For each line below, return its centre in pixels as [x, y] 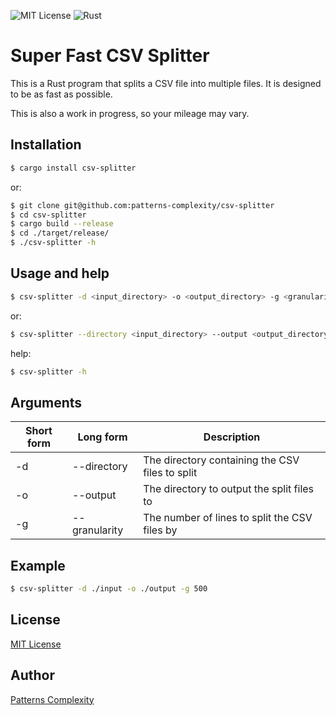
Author [32, 675]
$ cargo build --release [62, 224]
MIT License [36, 644]
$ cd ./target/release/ [60, 233]
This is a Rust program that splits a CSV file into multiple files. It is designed [166, 83]
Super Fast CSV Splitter [110, 56]
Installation [46, 145]
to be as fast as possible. [61, 94]
